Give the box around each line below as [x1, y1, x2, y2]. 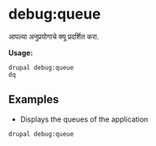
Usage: [8, 48, 34, 58]
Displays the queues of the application [19, 114, 149, 124]
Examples [8, 92, 59, 106]
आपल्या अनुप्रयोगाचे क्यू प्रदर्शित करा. [8, 32, 99, 41]
